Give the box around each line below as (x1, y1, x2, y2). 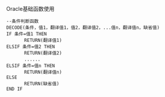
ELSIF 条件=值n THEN (6, 63, 55, 69)
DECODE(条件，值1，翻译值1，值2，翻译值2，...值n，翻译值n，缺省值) (6, 25, 160, 31)
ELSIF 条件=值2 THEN (6, 44, 55, 50)
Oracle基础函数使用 (6, 5, 55, 12)
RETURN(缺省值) (23, 81, 60, 87)
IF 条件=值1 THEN (6, 31, 47, 37)
